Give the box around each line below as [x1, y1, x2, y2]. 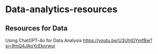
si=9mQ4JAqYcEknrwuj [5, 43, 55, 49]
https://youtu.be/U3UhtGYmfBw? [83, 37, 153, 43]
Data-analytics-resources [5, 4, 118, 15]
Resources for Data [5, 24, 68, 33]
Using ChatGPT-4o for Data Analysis [5, 37, 83, 43]
